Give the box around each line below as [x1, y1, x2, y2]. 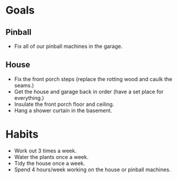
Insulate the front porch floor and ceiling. [14, 100, 115, 108]
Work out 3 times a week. [14, 147, 77, 154]
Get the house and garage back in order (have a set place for [14, 88, 164, 95]
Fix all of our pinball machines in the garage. [14, 43, 123, 50]
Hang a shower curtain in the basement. [14, 107, 112, 114]
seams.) [14, 82, 34, 89]
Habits [5, 128, 39, 141]
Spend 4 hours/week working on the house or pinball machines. [14, 166, 171, 173]
